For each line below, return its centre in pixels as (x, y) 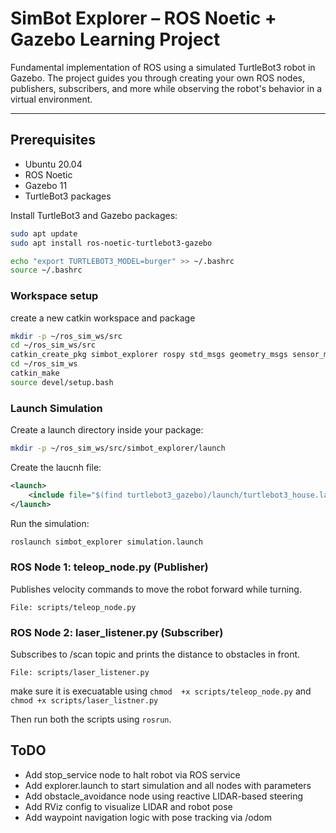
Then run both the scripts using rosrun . (91, 719)
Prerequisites (53, 140)
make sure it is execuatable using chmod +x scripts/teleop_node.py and (161, 691)
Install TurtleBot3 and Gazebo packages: (94, 215)
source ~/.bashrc (46, 270)
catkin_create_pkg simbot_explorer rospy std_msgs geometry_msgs (149, 355)
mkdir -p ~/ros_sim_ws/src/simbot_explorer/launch (118, 448)
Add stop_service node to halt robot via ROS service (132, 774)
